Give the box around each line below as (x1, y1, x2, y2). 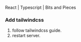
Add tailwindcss (5, 16, 44, 23)
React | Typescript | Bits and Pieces (5, 5, 76, 10)
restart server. (12, 33, 41, 39)
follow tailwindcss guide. (12, 28, 62, 33)
